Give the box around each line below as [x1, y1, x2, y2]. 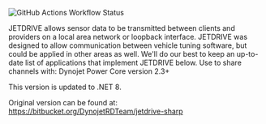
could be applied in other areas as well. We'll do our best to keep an [8, 49, 235, 58]
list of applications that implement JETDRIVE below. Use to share [24, 58, 242, 67]
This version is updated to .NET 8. [8, 82, 122, 92]
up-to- [236, 49, 259, 58]
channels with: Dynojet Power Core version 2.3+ [8, 66, 170, 76]
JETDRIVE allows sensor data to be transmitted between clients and [8, 24, 235, 32]
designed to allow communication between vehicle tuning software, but [8, 41, 247, 50]
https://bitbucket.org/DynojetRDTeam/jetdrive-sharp [8, 106, 184, 116]
